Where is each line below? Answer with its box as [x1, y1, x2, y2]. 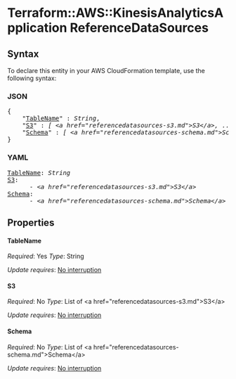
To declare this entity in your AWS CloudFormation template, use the [7, 67, 205, 75]
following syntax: [7, 74, 57, 82]
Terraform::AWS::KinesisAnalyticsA [7, 5, 224, 21]
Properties [7, 217, 55, 229]
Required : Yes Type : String [7, 252, 84, 261]
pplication [7, 20, 67, 36]
